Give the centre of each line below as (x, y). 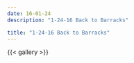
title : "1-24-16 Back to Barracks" (59, 33)
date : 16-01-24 (29, 13)
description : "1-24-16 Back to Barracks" (68, 20)
